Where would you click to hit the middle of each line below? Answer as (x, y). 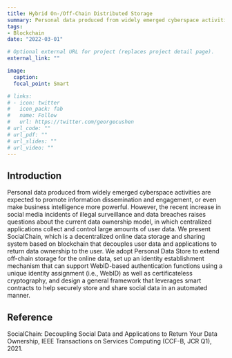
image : (17, 71)
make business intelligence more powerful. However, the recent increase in (114, 207)
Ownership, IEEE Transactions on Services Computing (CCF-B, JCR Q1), (109, 341)
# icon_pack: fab (35, 109)
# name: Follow (32, 116)
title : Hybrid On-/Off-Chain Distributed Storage (80, 14)
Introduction (35, 176)
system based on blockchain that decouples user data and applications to (112, 244)
